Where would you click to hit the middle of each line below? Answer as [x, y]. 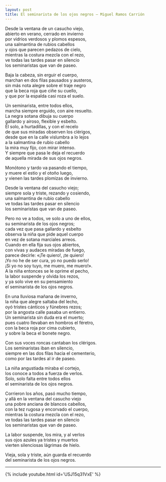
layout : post [19, 10]
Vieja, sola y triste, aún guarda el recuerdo [48, 455]
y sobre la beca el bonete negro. [38, 333]
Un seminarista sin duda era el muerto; [44, 317]
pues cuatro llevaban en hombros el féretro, [50, 323]
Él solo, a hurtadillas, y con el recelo [42, 126]
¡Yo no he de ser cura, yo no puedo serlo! [47, 260]
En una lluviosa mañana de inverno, [41, 296]
